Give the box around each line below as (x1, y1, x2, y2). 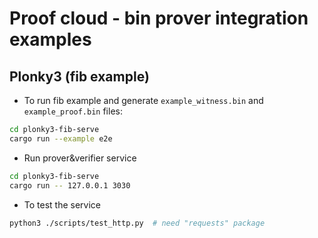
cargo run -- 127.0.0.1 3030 (9, 180, 131, 191)
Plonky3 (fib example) (9, 68, 150, 85)
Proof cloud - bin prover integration (9, 7, 309, 30)
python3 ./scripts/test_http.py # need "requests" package (9, 218, 266, 228)
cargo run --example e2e (9, 133, 113, 144)
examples (9, 28, 92, 51)
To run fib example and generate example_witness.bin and (23, 95, 264, 106)
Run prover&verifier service (23, 152, 137, 164)
